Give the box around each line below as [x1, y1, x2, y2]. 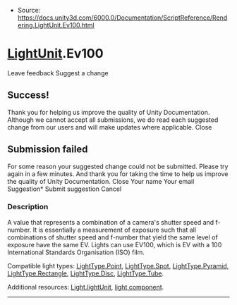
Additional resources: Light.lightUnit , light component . [7, 282, 164, 291]
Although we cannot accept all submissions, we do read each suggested [7, 116, 219, 124]
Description [7, 202, 49, 212]
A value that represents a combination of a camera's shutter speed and [7, 218, 214, 226]
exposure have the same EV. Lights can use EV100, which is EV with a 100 [7, 240, 222, 249]
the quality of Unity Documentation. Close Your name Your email [7, 177, 195, 185]
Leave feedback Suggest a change [7, 68, 109, 77]
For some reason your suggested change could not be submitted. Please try [7, 162, 229, 170]
